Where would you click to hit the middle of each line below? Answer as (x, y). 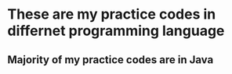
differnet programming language (116, 31)
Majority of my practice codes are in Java (111, 60)
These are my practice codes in (112, 14)
